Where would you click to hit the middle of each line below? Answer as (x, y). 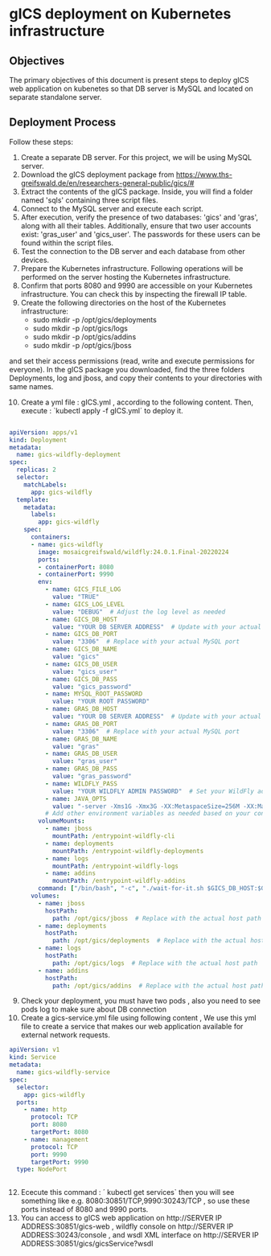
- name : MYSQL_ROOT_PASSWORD (94, 694)
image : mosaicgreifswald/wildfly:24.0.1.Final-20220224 (133, 552)
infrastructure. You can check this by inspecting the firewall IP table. (134, 293)
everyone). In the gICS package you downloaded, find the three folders (127, 369)
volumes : (45, 896)
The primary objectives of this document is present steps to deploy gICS (129, 80)
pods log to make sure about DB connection (94, 1009)
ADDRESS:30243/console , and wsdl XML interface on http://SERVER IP (140, 1235)
